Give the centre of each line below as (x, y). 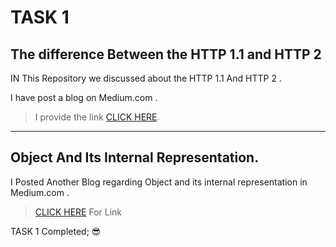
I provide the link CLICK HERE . (97, 117)
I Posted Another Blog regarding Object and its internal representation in (159, 182)
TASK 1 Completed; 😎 (56, 231)
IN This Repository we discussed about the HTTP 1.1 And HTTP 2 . (146, 78)
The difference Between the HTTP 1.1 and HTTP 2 (166, 54)
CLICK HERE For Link (78, 212)
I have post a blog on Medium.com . (84, 97)
